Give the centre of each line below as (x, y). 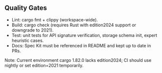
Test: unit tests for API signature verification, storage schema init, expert (84, 35)
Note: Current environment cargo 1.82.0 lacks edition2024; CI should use (78, 60)
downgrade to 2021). (33, 30)
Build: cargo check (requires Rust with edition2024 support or (74, 25)
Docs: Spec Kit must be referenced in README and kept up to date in (81, 45)
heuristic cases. (28, 40)
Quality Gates (26, 8)
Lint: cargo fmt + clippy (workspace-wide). (55, 19)
